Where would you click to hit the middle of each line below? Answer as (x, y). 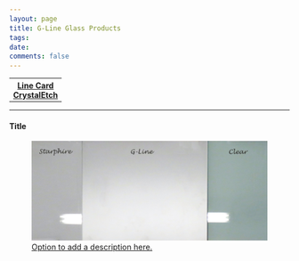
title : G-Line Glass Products (65, 28)
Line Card (36, 86)
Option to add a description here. (92, 247)
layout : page (33, 19)
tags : (19, 37)
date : (19, 47)
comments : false (39, 57)
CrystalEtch (36, 94)
